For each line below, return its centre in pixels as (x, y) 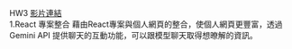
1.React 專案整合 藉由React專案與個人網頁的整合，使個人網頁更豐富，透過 (146, 24)
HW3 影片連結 (36, 13)
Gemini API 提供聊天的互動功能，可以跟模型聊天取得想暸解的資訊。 (134, 35)
